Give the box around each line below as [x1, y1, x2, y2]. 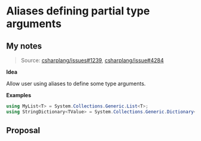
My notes [6, 41, 42, 51]
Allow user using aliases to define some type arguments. [6, 80, 146, 87]
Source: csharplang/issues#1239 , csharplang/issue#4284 [20, 57, 164, 64]
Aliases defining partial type [6, 4, 150, 18]
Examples [6, 92, 32, 98]
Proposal [6, 125, 41, 136]
